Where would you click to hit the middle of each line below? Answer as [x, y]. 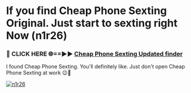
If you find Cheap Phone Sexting [87, 11]
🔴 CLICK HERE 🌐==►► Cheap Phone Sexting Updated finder [95, 54]
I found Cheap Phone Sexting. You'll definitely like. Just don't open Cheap [95, 67]
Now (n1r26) [37, 36]
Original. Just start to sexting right [92, 23]
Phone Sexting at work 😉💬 [39, 73]
